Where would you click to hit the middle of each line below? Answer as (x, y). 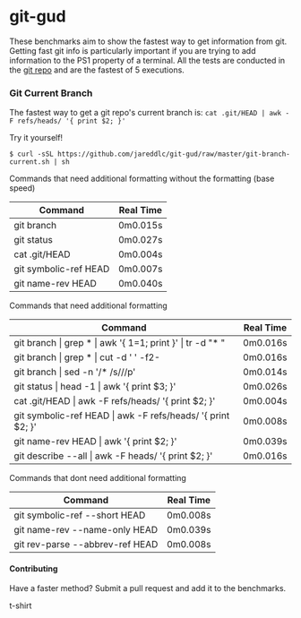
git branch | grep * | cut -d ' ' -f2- (87, 357)
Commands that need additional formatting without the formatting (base (142, 179)
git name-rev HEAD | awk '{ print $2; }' (95, 442)
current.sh (30, 162)
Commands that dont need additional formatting (98, 478)
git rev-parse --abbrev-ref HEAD (86, 545)
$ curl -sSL (31, 154)
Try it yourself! (36, 138)
